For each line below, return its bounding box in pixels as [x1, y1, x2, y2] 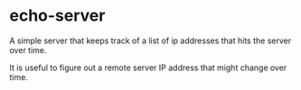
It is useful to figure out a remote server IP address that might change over [9, 62, 287, 73]
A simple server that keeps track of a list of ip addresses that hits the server [9, 35, 292, 46]
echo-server [9, 5, 106, 26]
